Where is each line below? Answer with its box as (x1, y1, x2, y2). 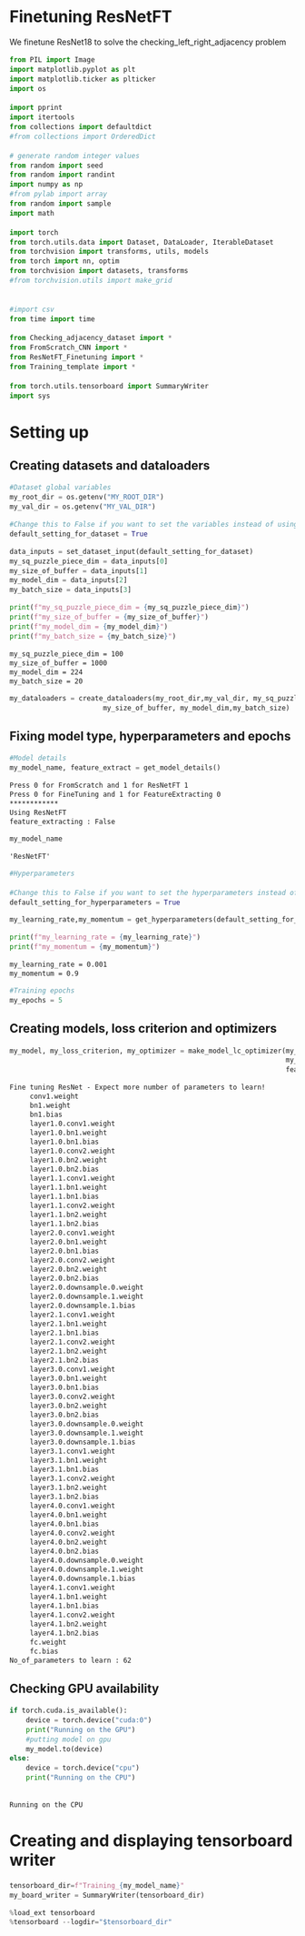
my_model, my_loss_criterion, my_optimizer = (9, 1046, 184, 1055)
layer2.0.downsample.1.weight (29, 1292, 144, 1302)
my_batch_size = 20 (9, 676, 84, 686)
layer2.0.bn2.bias (29, 1274, 100, 1284)
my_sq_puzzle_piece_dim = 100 (9, 649, 124, 659)
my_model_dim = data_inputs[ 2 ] (9, 576, 128, 585)
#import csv (9, 305, 54, 314)
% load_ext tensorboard (9, 1908, 95, 1917)
